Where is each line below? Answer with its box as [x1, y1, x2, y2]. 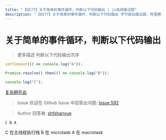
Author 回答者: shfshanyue [17, 110, 72, 116]
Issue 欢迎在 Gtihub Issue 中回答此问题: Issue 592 [17, 100, 119, 106]
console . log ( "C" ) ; [5, 80, 43, 85]
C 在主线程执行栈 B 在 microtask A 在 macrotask [5, 130, 103, 136]
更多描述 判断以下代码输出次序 [17, 52, 80, 58]
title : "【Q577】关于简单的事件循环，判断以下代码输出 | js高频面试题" [5, 7, 137, 12]
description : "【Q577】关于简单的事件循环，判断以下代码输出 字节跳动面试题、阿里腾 [5, 12, 162, 17]
